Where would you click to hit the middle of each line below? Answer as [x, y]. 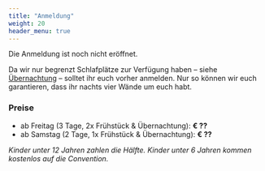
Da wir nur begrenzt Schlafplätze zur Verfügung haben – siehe [113, 70]
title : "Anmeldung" [41, 16]
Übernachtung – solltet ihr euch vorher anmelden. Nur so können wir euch [133, 79]
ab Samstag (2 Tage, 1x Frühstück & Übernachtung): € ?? [116, 134]
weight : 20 [27, 24]
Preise [21, 108]
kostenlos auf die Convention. [59, 158]
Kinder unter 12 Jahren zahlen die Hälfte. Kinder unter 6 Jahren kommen [130, 150]
